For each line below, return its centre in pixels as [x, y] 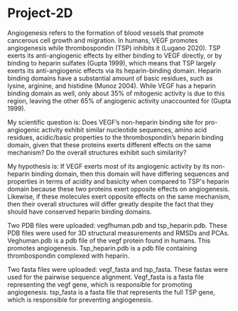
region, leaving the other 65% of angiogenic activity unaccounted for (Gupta [119, 100]
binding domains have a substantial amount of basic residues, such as [110, 78]
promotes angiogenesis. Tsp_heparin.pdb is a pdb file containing [102, 248]
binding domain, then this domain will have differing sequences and [130, 174]
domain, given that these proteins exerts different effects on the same [109, 144]
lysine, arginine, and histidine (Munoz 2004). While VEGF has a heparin [112, 85]
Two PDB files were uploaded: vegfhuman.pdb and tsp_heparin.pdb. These [117, 225]
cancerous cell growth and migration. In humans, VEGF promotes [103, 40]
